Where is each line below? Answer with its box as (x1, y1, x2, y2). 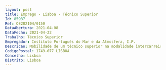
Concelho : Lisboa (5, 53, 41, 58)
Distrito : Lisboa (5, 58, 41, 63)
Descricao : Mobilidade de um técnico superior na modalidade (5, 44, 134, 49)
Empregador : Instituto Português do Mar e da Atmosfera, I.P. (5, 39, 136, 44)
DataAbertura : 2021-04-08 (5, 26, 58, 31)
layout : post (5, 7, 32, 12)
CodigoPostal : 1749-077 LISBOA (5, 48, 70, 53)
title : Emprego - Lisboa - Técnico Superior (5, 12, 98, 17)
